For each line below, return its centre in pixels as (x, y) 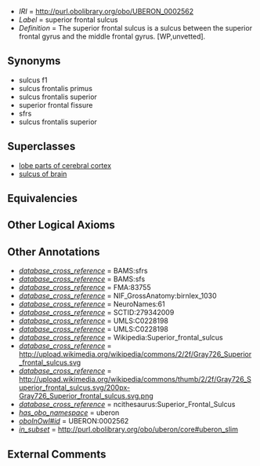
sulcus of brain (43, 174)
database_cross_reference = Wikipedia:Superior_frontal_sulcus (121, 338)
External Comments (57, 454)
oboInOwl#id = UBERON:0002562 (74, 421)
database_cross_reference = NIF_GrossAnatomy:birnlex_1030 (117, 296)
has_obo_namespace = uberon (69, 413)
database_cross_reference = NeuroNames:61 (92, 304)
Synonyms (34, 61)
